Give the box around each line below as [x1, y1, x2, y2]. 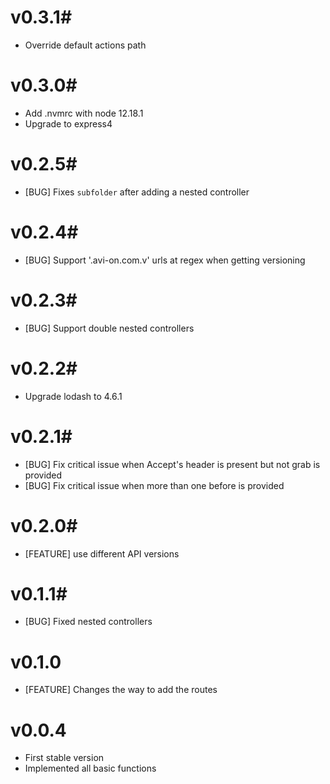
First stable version [24, 752, 105, 764]
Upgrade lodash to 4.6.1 [24, 390, 123, 402]
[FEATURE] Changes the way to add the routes [24, 684, 218, 696]
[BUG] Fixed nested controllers [24, 616, 153, 628]
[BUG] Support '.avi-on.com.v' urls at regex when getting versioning [24, 254, 306, 266]
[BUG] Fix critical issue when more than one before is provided [24, 479, 285, 491]
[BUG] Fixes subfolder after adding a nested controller [24, 186, 250, 198]
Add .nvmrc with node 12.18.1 [24, 107, 144, 119]
